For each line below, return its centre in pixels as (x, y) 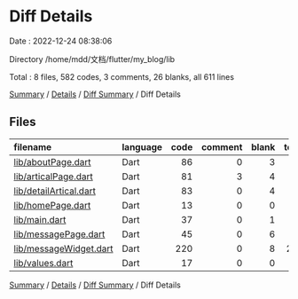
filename (33, 146)
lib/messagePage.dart (59, 234)
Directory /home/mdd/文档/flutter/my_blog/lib (92, 59)
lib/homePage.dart (52, 205)
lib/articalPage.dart (53, 177)
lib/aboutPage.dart (52, 161)
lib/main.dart (40, 219)
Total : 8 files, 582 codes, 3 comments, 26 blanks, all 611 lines (122, 76)
